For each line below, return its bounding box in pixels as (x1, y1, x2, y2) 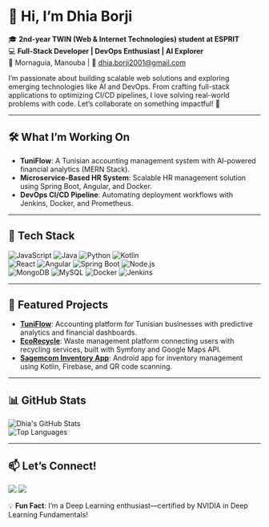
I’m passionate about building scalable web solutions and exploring (8, 73, 230, 82)
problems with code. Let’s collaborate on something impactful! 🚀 (8, 99, 221, 108)
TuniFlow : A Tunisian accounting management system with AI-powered (19, 155, 256, 165)
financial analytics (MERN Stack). (19, 164, 130, 174)
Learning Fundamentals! (8, 510, 88, 519)
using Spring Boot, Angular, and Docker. (19, 181, 152, 191)
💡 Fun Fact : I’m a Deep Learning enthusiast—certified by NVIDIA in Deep (8, 501, 248, 510)
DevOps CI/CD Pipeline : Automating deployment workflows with (19, 190, 234, 199)
